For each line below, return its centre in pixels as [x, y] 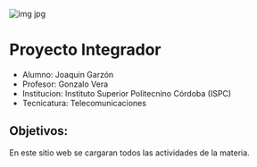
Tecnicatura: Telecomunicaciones [84, 103]
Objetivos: [39, 131]
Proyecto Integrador [85, 50]
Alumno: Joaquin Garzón [68, 74]
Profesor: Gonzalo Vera [65, 84]
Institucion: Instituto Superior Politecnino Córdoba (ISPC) [127, 93]
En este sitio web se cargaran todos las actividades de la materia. [129, 153]
